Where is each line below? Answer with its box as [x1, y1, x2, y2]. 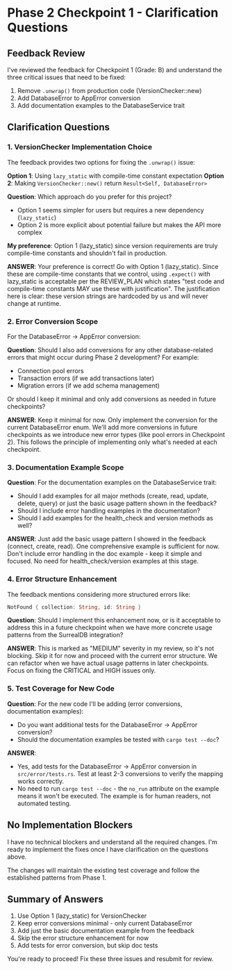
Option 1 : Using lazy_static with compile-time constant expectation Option [7, 172, 224, 180]
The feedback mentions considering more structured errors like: [7, 590, 191, 598]
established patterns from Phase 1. [7, 873, 106, 882]
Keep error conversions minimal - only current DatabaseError [17, 919, 193, 928]
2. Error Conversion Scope [7, 316, 99, 326]
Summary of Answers [7, 893, 103, 905]
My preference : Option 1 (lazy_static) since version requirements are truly [7, 241, 218, 249]
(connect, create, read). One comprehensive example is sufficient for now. [7, 542, 220, 550]
